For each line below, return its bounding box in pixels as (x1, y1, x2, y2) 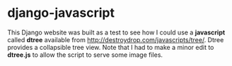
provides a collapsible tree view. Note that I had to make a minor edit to (7, 43, 214, 51)
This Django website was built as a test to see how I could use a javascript (7, 28, 226, 37)
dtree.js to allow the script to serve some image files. (7, 51, 163, 59)
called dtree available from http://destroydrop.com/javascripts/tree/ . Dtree (7, 35, 224, 44)
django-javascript (7, 5, 115, 21)
